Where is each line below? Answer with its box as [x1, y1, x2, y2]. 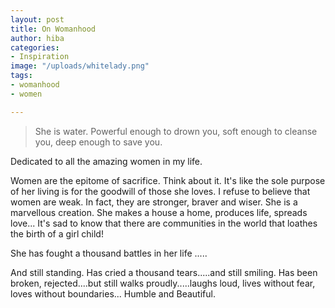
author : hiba [10, 33, 65, 43]
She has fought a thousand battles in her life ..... [10, 247, 208, 259]
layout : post [10, 14, 65, 25]
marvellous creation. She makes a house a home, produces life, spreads [10, 206, 308, 218]
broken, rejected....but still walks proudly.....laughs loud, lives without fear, [10, 277, 316, 289]
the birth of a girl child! [10, 227, 104, 240]
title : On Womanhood [10, 24, 97, 34]
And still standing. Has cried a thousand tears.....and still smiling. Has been [10, 266, 318, 278]
